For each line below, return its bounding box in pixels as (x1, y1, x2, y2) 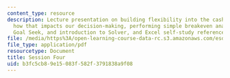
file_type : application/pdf (7, 41, 88, 48)
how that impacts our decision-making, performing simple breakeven (13, 22, 213, 29)
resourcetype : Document (7, 48, 75, 55)
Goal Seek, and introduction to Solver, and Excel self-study (13, 28, 194, 36)
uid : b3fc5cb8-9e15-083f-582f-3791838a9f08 (7, 60, 133, 67)
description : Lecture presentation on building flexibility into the (7, 16, 210, 23)
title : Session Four (7, 54, 66, 61)
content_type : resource (7, 9, 75, 17)
